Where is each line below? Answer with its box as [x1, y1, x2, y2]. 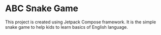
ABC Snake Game [5, 3, 79, 14]
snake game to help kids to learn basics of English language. [5, 24, 128, 30]
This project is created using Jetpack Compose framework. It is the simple [5, 19, 156, 25]
